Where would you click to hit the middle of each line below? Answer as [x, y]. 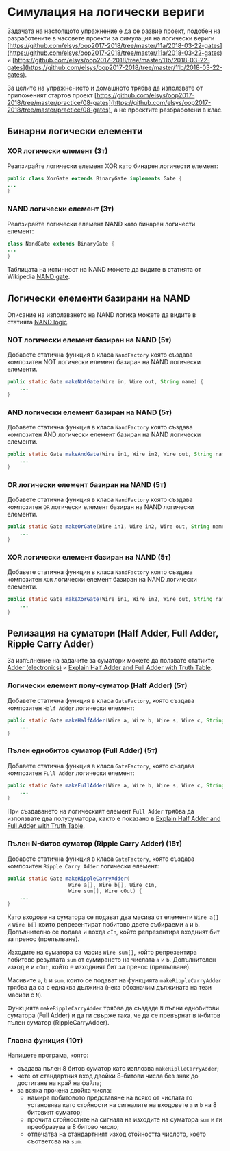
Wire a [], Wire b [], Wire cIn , [113, 885]
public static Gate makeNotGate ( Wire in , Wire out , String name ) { [105, 382]
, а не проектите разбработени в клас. [167, 110]
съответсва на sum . [55, 1141]
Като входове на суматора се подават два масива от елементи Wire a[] [113, 917]
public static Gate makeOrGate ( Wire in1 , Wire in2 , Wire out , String [108, 527]
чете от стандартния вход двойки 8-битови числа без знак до [107, 1076]
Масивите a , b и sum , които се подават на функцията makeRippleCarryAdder [114, 980]
